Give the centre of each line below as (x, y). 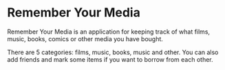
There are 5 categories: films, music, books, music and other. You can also (113, 52)
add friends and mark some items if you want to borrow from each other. (110, 59)
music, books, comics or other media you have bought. (85, 38)
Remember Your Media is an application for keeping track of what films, (109, 32)
